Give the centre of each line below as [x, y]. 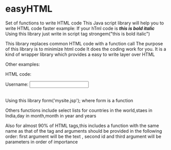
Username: [17, 84]
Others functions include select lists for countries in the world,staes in [79, 110]
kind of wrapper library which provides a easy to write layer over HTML [80, 54]
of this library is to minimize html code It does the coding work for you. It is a [86, 49]
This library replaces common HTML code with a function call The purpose [84, 43]
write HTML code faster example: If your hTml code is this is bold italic [80, 28]
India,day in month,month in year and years [51, 115]
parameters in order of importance [42, 142]
